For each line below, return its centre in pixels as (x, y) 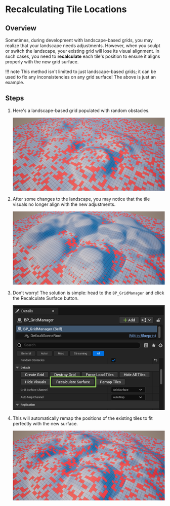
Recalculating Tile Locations (66, 9)
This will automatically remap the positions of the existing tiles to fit (82, 418)
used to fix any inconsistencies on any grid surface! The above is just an (80, 77)
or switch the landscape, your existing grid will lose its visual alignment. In (82, 51)
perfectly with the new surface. (45, 424)
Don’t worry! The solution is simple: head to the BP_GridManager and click (88, 293)
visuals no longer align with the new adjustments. (64, 204)
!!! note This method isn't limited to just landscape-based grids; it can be (81, 71)
